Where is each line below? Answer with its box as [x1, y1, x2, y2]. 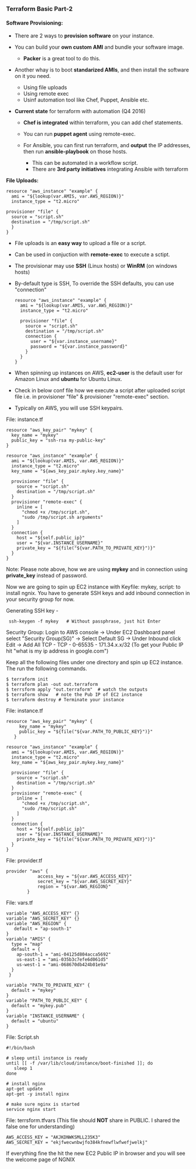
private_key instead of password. [6, 572, 88, 579]
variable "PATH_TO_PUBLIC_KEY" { [6, 998, 88, 1004]
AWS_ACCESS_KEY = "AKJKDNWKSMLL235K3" [6, 1134, 101, 1140]
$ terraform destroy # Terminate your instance [6, 697, 125, 703]
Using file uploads [23, 84, 67, 91]
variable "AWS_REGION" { [6, 921, 67, 927]
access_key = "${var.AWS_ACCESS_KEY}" [37, 874, 132, 879]
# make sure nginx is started [6, 1102, 80, 1107]
